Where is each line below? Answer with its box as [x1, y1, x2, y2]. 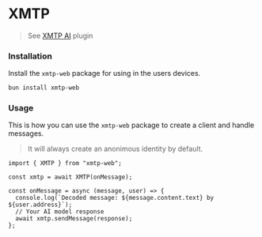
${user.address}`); [8, 201, 73, 209]
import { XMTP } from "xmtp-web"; [8, 160, 123, 167]
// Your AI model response [15, 208, 104, 216]
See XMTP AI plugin [27, 31, 93, 40]
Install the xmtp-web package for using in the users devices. [8, 69, 201, 78]
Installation [8, 51, 53, 62]
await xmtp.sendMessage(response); [15, 215, 133, 223]
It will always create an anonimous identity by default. [27, 144, 203, 154]
